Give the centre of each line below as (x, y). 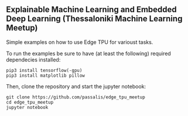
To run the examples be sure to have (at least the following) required (88, 53)
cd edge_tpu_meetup (30, 102)
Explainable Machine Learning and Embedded (91, 10)
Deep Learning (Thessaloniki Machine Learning (94, 19)
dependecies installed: (33, 59)
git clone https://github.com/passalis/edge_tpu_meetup (76, 97)
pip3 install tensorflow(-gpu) (44, 70)
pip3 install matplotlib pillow (45, 76)
